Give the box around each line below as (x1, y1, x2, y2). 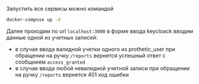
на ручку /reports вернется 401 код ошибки (15, 71, 129, 78)
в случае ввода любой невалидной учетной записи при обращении (15, 64, 190, 71)
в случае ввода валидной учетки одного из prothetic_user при (15, 45, 175, 53)
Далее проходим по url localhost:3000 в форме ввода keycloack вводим (6, 27, 194, 35)
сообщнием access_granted (15, 58, 86, 65)
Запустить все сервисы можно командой (6, 5, 114, 12)
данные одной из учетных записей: (6, 34, 98, 41)
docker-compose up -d (6, 17, 61, 23)
